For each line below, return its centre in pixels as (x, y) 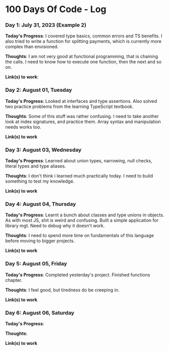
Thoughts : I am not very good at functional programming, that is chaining (82, 56)
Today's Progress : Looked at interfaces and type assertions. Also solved (81, 101)
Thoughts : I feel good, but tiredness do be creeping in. (62, 290)
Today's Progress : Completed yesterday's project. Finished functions (78, 275)
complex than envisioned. (32, 47)
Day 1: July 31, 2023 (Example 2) (46, 25)
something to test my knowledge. (40, 181)
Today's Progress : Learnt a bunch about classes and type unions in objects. (85, 215)
